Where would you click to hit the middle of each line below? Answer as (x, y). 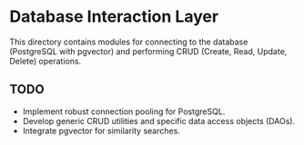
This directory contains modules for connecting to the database (129, 42)
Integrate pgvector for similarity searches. (101, 130)
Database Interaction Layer (114, 17)
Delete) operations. (46, 61)
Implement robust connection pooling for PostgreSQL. (124, 111)
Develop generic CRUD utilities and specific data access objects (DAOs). (159, 121)
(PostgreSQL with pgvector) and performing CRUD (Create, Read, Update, (148, 51)
